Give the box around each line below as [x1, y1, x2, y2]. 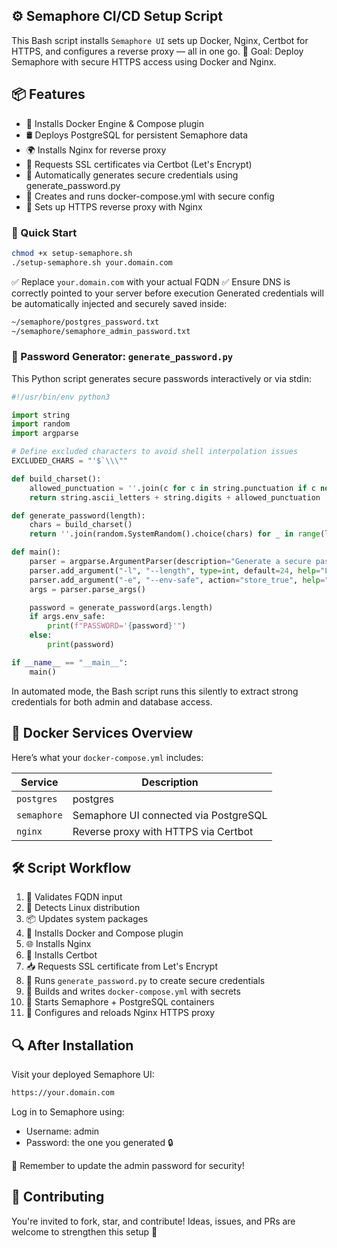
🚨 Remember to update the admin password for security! [11, 1160, 245, 1172]
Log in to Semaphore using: [11, 1106, 125, 1118]
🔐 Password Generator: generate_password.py [11, 350, 234, 364]
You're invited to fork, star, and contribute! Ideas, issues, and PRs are [11, 1215, 296, 1227]
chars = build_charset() [29, 520, 133, 530]
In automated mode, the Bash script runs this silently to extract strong [11, 685, 299, 697]
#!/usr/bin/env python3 [11, 392, 111, 402]
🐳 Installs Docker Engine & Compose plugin [25, 117, 205, 129]
